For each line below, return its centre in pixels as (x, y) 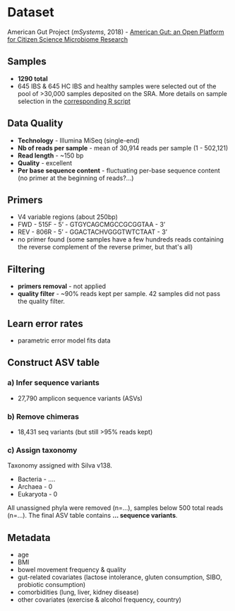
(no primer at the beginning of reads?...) (76, 178)
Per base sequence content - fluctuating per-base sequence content (119, 170)
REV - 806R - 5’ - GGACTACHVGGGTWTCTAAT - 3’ (92, 232)
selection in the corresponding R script (74, 101)
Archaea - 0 (35, 487)
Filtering (26, 269)
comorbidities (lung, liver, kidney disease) (78, 592)
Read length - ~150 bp (50, 155)
